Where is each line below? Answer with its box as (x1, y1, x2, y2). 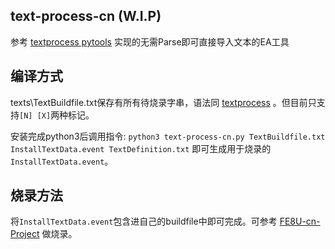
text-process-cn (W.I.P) (10, 8, 162, 25)
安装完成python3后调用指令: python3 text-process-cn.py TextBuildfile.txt (10, 130, 326, 142)
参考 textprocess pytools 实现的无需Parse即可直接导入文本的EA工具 (10, 35, 290, 48)
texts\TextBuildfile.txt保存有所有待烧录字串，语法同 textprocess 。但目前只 (10, 96, 317, 108)
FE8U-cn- (279, 215, 321, 228)
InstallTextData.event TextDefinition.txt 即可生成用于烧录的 (10, 142, 272, 154)
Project (10, 228, 40, 240)
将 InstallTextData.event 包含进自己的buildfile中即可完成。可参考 (10, 215, 278, 228)
